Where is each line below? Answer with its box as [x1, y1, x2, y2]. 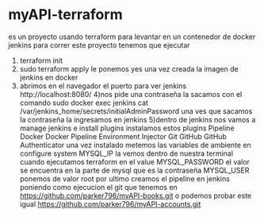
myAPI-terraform [8, 6, 123, 24]
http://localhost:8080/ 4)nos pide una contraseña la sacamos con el [19, 89, 243, 99]
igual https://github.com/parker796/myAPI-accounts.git [19, 199, 201, 208]
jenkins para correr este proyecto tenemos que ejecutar [8, 40, 190, 49]
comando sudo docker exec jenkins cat [19, 98, 149, 107]
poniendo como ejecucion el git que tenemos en [19, 182, 178, 192]
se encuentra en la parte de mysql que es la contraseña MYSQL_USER [19, 165, 250, 175]
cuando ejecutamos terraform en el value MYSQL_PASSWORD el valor [19, 157, 250, 166]
